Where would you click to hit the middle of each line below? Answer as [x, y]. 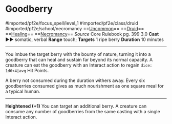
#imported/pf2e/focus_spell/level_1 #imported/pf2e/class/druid [72, 23]
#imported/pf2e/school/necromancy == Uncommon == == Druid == [75, 28]
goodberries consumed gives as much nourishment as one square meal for [84, 86]
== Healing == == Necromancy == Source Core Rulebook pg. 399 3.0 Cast [82, 34]
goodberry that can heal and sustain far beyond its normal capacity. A [79, 59]
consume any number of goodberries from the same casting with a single [83, 111]
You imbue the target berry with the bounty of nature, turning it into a [78, 54]
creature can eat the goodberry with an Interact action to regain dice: [79, 65]
